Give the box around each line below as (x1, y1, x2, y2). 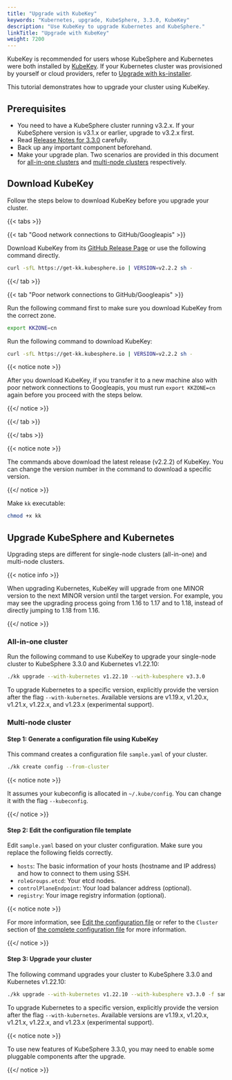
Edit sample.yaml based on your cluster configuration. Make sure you (7, 841, 203, 850)
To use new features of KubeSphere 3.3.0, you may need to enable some (7, 1045, 215, 1053)
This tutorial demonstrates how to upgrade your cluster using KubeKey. (7, 83, 210, 91)
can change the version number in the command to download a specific (7, 465, 212, 473)
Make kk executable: (7, 499, 66, 508)
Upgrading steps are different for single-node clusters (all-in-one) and (7, 550, 207, 558)
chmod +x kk (7, 513, 41, 520)
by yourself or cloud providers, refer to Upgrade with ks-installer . (7, 70, 192, 78)
